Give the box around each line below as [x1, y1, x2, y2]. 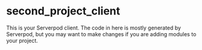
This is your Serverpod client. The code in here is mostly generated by [6, 24, 181, 31]
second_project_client [6, 4, 121, 18]
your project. [6, 37, 38, 44]
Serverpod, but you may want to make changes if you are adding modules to [6, 30, 197, 37]
